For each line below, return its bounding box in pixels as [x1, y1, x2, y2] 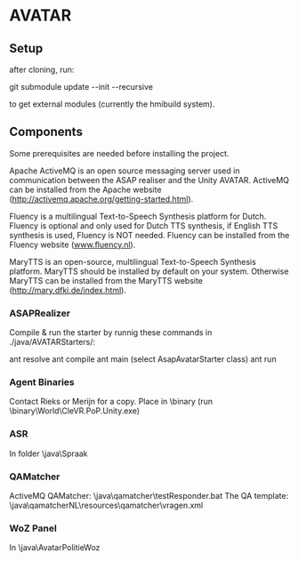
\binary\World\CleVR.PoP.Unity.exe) [9, 405, 141, 416]
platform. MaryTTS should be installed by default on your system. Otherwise [9, 266, 289, 276]
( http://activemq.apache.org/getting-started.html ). [9, 193, 194, 204]
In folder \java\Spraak [9, 448, 88, 459]
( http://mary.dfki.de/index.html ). [9, 285, 127, 295]
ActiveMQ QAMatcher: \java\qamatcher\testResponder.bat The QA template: [9, 491, 289, 501]
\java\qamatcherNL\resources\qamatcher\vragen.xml [9, 500, 204, 510]
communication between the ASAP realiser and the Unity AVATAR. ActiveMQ [9, 174, 290, 185]
